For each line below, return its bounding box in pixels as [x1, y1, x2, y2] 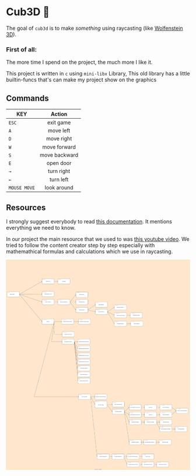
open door [46, 160, 72, 167]
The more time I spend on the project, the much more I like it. [6, 58, 153, 66]
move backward [40, 151, 79, 158]
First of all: [6, 45, 37, 53]
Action [50, 111, 68, 118]
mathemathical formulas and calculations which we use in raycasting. [6, 248, 173, 255]
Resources [6, 202, 46, 212]
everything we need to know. [6, 225, 76, 232]
